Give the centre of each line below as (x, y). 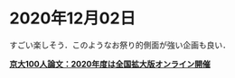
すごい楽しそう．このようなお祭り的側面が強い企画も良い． (120, 45)
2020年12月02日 (73, 18)
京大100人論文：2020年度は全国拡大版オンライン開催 (110, 64)
